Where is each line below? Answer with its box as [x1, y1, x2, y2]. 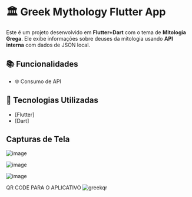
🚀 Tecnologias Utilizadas [6, 96, 98, 106]
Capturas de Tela [6, 134, 70, 144]
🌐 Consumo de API [14, 78, 62, 85]
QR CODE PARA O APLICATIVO [6, 184, 81, 191]
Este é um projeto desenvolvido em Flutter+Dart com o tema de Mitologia [6, 28, 187, 36]
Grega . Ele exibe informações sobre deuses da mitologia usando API [6, 35, 173, 42]
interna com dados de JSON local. [6, 41, 90, 48]
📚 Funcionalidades [6, 59, 78, 69]
